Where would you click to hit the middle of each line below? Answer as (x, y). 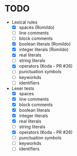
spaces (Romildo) (37, 27)
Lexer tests (23, 88)
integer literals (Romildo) (44, 50)
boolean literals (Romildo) (45, 44)
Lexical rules (25, 22)
